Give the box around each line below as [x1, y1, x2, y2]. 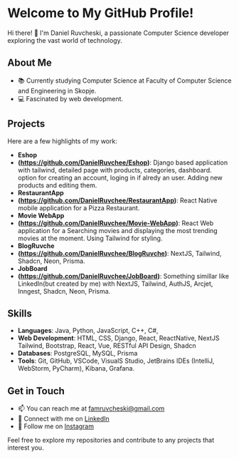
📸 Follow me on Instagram [17, 422, 95, 430]
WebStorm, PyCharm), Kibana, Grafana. [17, 364, 135, 373]
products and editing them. [17, 180, 97, 190]
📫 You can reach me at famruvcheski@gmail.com [17, 404, 165, 413]
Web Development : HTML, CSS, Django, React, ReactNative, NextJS [17, 334, 220, 343]
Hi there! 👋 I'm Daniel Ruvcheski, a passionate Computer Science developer [7, 29, 230, 37]
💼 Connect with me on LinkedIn [17, 415, 110, 423]
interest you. [7, 443, 44, 452]
